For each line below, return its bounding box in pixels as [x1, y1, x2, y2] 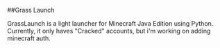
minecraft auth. [7, 34, 51, 42]
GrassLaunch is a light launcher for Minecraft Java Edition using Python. [7, 19, 214, 27]
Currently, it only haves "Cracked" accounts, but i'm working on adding [7, 27, 211, 35]
